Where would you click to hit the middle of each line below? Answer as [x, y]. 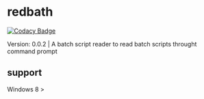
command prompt [32, 51]
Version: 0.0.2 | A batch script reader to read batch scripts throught [102, 44]
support [25, 73]
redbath [30, 12]
